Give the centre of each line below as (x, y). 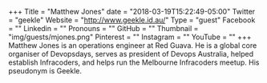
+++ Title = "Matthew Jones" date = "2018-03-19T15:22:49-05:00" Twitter (132, 12)
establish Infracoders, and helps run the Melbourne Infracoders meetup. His (134, 62)
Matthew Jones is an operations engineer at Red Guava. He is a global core (133, 45)
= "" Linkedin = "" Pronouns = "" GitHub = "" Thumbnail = (103, 28)
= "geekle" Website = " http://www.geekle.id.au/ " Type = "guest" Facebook (132, 20)
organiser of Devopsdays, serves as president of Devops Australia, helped (131, 54)
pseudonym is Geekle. (45, 71)
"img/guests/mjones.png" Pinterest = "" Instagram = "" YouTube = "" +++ (130, 37)
